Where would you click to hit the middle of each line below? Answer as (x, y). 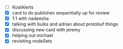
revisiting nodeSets (32, 41)
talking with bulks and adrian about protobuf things (65, 24)
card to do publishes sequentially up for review (61, 13)
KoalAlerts (23, 7)
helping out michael (33, 35)
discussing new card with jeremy (46, 30)
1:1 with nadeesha (30, 18)
